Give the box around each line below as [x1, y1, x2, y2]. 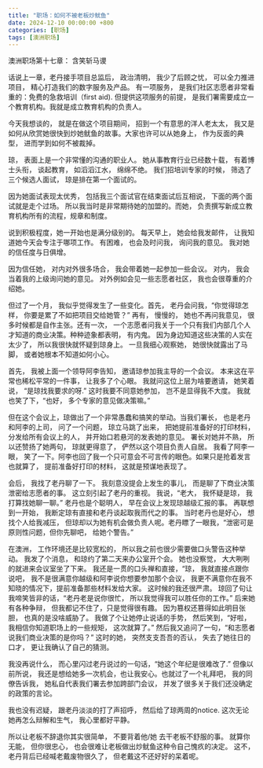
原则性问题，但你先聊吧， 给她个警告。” [8, 527, 134, 537]
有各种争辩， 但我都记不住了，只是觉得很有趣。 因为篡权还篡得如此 [8, 603, 225, 613]
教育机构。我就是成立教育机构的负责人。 [14, 102, 146, 112]
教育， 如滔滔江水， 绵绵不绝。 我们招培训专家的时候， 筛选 [50, 165, 245, 175]
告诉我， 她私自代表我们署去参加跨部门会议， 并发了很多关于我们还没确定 [14, 679, 253, 689]
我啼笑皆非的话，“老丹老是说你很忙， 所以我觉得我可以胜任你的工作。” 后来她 [8, 593, 256, 603]
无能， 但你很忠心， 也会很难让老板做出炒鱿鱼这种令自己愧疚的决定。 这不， [8, 742, 255, 751]
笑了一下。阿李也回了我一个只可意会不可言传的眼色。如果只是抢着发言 [23, 452, 251, 461]
